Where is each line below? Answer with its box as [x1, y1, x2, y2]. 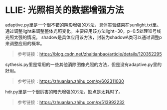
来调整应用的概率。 [5, 40, 45, 46]
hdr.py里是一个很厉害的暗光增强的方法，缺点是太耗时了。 [5, 89, 123, 95]
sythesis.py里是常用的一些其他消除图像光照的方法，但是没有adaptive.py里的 [5, 61, 162, 67]
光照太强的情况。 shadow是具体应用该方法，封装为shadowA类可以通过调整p [5, 34, 162, 40]
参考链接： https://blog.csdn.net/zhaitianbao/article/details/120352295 [17, 51, 162, 57]
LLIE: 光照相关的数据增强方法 [5, 4, 124, 16]
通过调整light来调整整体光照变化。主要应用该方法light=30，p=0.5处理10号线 [5, 28, 162, 34]
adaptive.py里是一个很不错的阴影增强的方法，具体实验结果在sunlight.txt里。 [5, 22, 162, 28]
